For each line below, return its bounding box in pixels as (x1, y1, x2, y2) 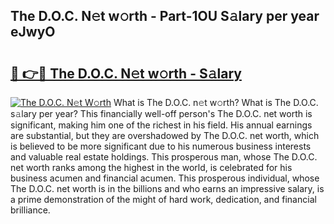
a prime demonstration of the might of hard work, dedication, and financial (10, 194, 317, 205)
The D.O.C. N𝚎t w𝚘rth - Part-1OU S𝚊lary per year (10, 8, 320, 25)
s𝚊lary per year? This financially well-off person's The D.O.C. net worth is (10, 108, 313, 119)
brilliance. (10, 204, 51, 216)
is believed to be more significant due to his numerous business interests (10, 140, 312, 152)
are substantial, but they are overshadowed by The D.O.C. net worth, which (10, 130, 320, 141)
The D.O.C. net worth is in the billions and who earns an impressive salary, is (10, 183, 325, 194)
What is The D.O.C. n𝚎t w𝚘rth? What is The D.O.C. (113, 97, 319, 108)
